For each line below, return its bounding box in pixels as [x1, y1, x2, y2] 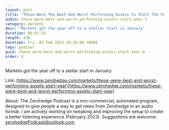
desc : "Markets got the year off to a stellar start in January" [5, 26, 145, 31]
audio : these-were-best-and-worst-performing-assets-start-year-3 [5, 17, 147, 22]
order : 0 [5, 54, 24, 59]
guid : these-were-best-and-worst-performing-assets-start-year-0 [5, 49, 145, 54]
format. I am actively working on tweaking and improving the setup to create [5, 108, 163, 114]
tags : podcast [5, 45, 35, 50]
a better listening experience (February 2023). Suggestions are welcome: [5, 114, 157, 120]
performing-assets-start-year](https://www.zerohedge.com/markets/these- [5, 83, 162, 89]
